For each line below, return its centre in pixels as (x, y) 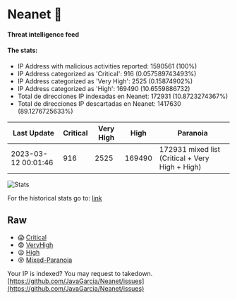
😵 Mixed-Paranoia (45, 260)
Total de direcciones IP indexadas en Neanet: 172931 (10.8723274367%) (123, 96)
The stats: (23, 50)
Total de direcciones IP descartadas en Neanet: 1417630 (99, 103)
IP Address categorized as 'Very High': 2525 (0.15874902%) (105, 81)
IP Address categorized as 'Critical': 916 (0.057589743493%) (107, 73)
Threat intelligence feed (43, 34)
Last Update (34, 133)
